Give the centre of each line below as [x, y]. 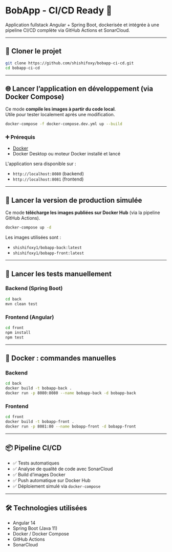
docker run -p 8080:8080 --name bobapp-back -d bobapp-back [71, 393]
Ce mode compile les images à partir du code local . [61, 109]
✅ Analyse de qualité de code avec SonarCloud [63, 469]
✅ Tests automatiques [36, 463]
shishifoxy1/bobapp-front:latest [48, 253]
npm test [15, 337]
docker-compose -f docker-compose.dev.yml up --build [64, 124]
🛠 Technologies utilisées [46, 508]
